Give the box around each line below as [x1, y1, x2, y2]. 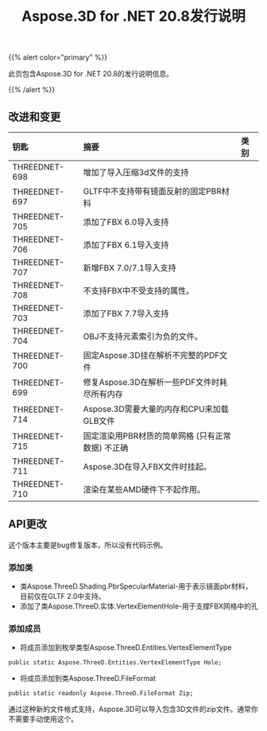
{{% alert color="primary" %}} [8, 52, 108, 62]
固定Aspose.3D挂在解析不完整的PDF [83, 350, 220, 360]
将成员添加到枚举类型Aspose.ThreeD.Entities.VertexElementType [19, 643, 232, 652]
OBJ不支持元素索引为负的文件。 [83, 331, 203, 342]
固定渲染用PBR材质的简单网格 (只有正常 [83, 430, 232, 441]
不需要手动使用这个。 [8, 714, 78, 724]
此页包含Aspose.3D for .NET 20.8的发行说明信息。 [8, 69, 173, 79]
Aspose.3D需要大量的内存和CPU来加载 [83, 403, 229, 414]
